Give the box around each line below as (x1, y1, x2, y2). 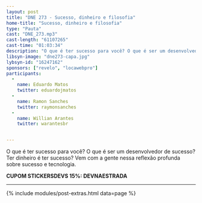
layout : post (6, 8, 39, 15)
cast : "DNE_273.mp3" (6, 31, 58, 37)
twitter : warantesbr (17, 121, 69, 127)
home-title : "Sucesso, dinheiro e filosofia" (6, 20, 122, 26)
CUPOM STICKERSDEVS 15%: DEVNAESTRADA (6, 172, 127, 180)
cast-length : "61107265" (6, 37, 69, 43)
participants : (6, 70, 42, 77)
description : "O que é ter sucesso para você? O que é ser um (6, 48, 165, 54)
